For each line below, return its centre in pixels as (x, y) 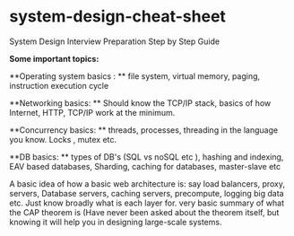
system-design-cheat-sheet (118, 17)
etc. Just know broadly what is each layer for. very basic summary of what (147, 203)
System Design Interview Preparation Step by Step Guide (115, 41)
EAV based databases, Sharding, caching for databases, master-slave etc (145, 166)
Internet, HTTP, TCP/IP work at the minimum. (92, 112)
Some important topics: (54, 58)
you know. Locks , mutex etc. (63, 139)
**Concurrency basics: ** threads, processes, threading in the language (144, 130)
